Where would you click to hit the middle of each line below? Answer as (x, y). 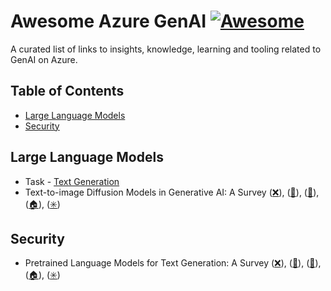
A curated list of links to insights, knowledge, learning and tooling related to (166, 49)
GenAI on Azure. (44, 59)
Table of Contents (67, 91)
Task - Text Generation (72, 181)
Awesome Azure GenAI (108, 21)
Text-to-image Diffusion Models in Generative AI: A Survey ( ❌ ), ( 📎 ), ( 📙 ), (172, 192)
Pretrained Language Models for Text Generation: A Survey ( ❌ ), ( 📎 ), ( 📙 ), (173, 263)
